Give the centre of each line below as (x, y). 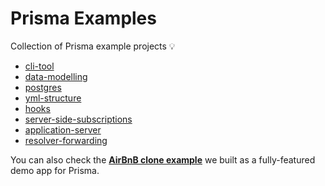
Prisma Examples (83, 18)
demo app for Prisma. (55, 170)
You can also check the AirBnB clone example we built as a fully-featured (163, 159)
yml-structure (53, 98)
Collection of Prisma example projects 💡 (93, 46)
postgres (43, 87)
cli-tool (39, 66)
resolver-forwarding (66, 140)
